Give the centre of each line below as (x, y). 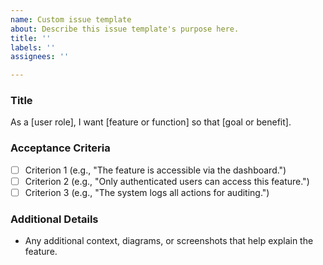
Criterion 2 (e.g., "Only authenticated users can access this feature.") (167, 181)
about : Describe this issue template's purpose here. (125, 29)
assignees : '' (40, 57)
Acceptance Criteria (60, 148)
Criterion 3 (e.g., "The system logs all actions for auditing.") (147, 192)
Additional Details (54, 219)
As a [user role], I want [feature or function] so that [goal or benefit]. (151, 122)
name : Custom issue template (71, 19)
